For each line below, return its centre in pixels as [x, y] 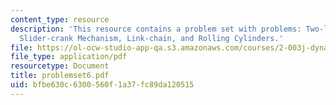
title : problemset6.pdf [60, 76]
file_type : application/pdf [69, 57]
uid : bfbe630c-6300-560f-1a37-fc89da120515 [102, 85]
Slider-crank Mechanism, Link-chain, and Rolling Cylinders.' [151, 38]
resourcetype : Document [60, 66]
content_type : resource [60, 19]
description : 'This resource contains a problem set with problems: [156, 29]
